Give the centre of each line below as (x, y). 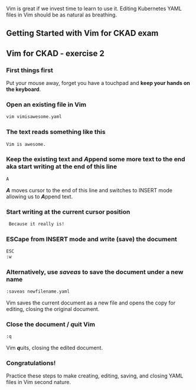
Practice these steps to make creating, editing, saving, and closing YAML (95, 376)
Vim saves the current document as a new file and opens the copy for (91, 303)
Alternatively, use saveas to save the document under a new (95, 272)
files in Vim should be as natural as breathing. (61, 15)
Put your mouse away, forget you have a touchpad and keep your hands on (98, 83)
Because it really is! (37, 224)
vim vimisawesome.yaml (34, 117)
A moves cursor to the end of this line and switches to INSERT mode (89, 190)
